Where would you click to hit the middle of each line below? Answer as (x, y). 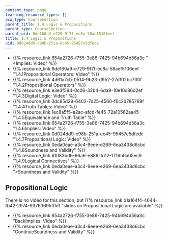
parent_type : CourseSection (35, 29)
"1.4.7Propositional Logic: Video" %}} (52, 139)
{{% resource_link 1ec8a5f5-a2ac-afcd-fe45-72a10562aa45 (76, 112)
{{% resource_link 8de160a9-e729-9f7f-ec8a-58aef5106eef (76, 68)
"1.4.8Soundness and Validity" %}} (49, 150)
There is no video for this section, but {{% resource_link (64, 200)
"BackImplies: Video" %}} (40, 221)
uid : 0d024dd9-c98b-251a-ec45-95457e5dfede (52, 43)
